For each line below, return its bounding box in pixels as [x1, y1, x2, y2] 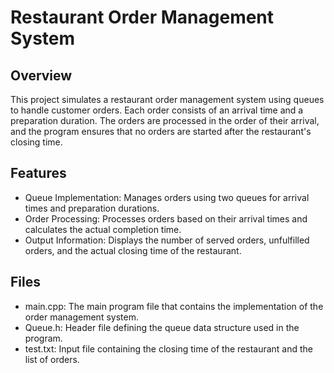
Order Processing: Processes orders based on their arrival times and [24, 212, 308, 225]
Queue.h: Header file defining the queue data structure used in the [24, 321, 300, 333]
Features [10, 165, 67, 182]
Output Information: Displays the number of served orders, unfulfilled [24, 234, 310, 246]
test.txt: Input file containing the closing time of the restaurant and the [24, 342, 314, 355]
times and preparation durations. [24, 202, 160, 214]
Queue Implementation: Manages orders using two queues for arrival [24, 191, 310, 203]
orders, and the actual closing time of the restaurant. [24, 244, 242, 256]
